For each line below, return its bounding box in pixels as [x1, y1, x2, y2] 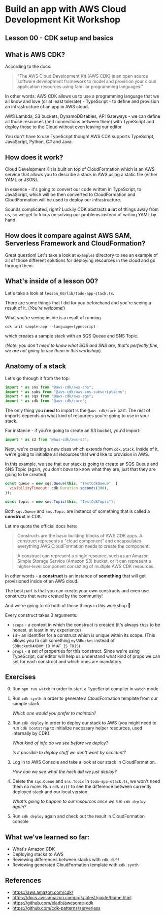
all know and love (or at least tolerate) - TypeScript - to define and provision [5, 98, 159, 104]
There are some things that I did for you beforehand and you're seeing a [5, 299, 152, 305]
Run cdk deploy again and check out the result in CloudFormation [12, 813, 145, 820]
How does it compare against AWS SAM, [5, 231, 132, 240]
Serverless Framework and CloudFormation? [5, 239, 146, 247]
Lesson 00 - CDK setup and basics [5, 34, 114, 42]
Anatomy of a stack [5, 362, 66, 371]
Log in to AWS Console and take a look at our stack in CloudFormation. [12, 759, 156, 765]
